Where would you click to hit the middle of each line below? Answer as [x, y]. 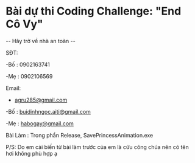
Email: [13, 88]
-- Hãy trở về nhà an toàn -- [41, 41]
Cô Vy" [24, 24]
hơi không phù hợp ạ [32, 153]
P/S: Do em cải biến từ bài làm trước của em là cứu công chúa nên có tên [97, 147]
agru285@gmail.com [41, 100]
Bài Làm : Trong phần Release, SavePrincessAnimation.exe [80, 135]
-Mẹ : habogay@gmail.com [40, 123]
